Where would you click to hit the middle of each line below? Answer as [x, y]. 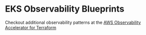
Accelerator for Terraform [31, 27]
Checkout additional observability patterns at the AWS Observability [73, 22]
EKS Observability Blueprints [65, 9]
